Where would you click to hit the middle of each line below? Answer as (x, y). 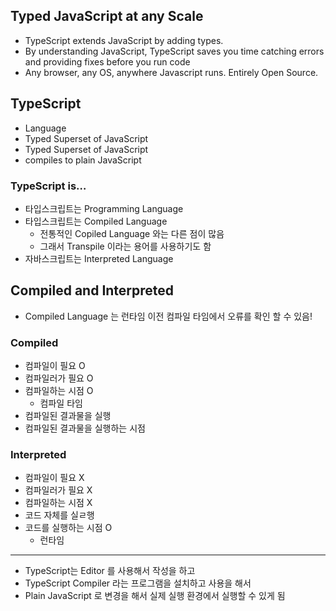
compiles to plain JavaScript (83, 160)
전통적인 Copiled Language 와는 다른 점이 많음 (132, 233)
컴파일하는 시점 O (59, 391)
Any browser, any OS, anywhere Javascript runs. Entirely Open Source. (171, 72)
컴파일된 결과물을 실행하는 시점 (85, 428)
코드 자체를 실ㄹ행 (59, 515)
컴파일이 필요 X (54, 478)
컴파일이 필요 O (55, 366)
